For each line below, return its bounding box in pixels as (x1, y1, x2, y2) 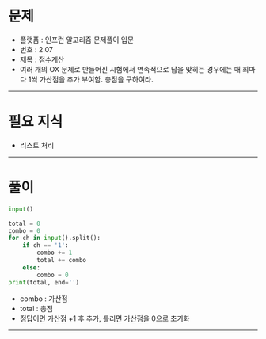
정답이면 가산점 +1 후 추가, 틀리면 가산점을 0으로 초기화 (19, 314, 190, 323)
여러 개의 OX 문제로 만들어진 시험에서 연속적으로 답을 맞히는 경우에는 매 (19, 64, 241, 74)
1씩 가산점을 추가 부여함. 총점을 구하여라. (28, 74, 154, 84)
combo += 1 (36, 249, 73, 257)
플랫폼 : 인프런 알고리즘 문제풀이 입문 (19, 35, 135, 44)
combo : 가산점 (19, 294, 68, 303)
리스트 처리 (19, 140, 55, 150)
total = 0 (8, 219, 41, 227)
